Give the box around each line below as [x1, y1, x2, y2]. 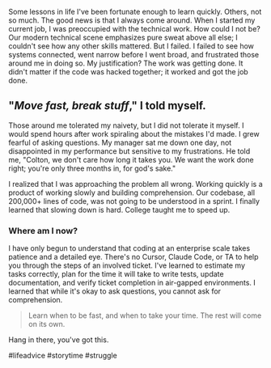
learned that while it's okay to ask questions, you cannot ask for [8, 286, 221, 296]
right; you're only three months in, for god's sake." [8, 163, 176, 173]
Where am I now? [8, 225, 78, 236]
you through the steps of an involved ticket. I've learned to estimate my [8, 260, 245, 270]
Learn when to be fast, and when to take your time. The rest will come [28, 311, 262, 320]
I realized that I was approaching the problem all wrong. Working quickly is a [8, 179, 263, 188]
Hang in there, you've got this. [8, 335, 109, 345]
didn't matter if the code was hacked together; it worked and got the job [8, 67, 248, 76]
